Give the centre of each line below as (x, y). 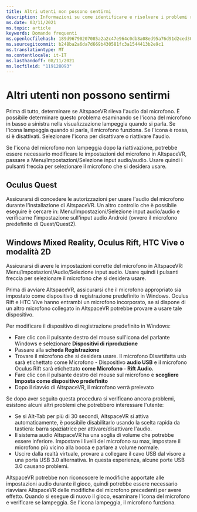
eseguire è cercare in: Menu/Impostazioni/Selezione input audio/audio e (93, 211)
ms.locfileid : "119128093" (39, 66)
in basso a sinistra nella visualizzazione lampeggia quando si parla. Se (91, 124)
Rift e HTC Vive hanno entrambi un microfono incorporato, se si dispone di (96, 302)
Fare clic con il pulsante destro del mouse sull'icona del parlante (92, 337)
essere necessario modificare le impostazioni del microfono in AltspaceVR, (96, 154)
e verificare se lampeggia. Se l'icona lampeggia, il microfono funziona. (91, 502)
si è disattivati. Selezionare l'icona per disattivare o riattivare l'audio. (88, 136)
